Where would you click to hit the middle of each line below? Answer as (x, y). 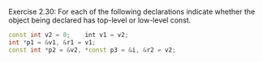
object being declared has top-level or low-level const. (100, 20)
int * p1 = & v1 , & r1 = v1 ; (52, 42)
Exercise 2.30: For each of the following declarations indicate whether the (132, 12)
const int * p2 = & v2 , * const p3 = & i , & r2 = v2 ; (92, 50)
